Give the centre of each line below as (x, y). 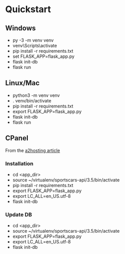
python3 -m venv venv (36, 95)
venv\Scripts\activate (35, 46)
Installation (19, 163)
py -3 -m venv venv (33, 40)
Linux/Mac (23, 83)
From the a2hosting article (33, 150)
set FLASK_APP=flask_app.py (44, 56)
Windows (20, 28)
